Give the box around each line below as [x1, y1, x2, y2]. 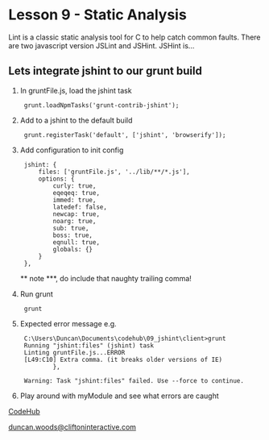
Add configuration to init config [19, 145, 124, 155]
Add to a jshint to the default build [19, 115, 133, 125]
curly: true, [52, 181, 97, 190]
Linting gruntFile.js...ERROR [23, 348, 126, 356]
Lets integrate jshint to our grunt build [8, 64, 203, 78]
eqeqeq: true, [52, 189, 101, 197]
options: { [38, 175, 75, 183]
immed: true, [52, 196, 97, 204]
